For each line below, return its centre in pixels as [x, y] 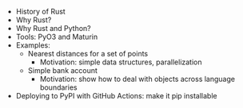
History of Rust [40, 12]
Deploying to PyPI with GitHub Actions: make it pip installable [116, 96]
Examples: [33, 45]
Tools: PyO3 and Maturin [57, 37]
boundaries [58, 87]
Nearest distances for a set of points [88, 54]
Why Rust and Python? [54, 28]
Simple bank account [63, 70]
